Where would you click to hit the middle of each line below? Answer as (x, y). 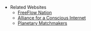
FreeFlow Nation (35, 12)
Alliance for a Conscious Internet (52, 18)
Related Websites (28, 7)
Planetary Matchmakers (42, 23)
